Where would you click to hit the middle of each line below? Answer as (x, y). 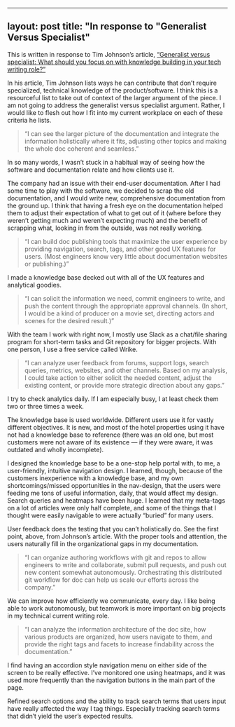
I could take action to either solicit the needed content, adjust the (118, 378)
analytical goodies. (34, 285)
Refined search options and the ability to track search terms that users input (117, 701)
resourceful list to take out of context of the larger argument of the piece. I (114, 97)
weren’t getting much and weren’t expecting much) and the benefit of (107, 220)
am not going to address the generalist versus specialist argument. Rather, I (116, 105)
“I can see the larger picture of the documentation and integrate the (122, 133)
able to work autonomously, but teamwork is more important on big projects (116, 608)
